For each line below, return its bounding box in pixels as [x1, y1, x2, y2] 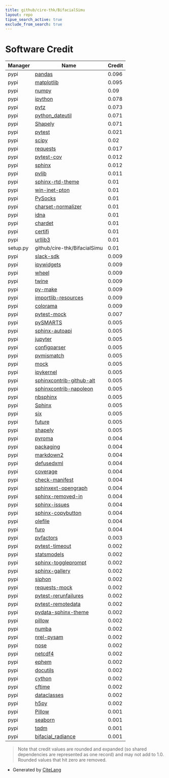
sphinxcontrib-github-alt [35, 377, 95, 384]
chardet [35, 220, 54, 227]
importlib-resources [35, 294, 84, 301]
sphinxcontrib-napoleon [35, 385, 93, 392]
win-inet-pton [35, 186, 70, 194]
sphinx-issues [35, 501, 70, 508]
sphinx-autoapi [35, 327, 72, 334]
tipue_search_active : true [5, 17, 62, 22]
